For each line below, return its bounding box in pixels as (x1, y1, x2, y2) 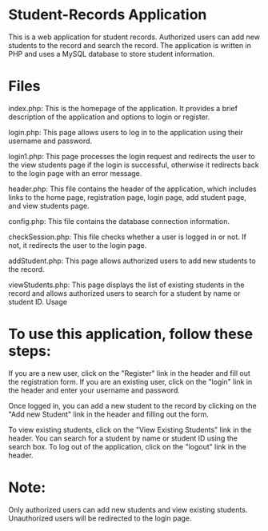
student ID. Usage (8, 297, 68, 306)
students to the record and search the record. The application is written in (8, 40, 252, 50)
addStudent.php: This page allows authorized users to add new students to (8, 256, 256, 265)
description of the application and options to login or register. (8, 112, 210, 122)
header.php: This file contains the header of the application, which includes (8, 184, 258, 194)
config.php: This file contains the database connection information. (8, 216, 230, 226)
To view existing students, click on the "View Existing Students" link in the (8, 425, 252, 434)
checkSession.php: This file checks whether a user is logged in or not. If (8, 232, 246, 242)
